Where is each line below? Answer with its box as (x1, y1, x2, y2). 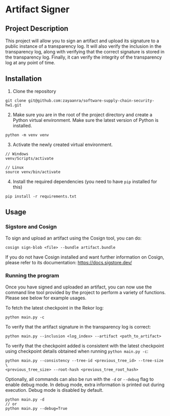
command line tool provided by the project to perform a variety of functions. (5, 289, 166, 295)
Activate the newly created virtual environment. (12, 141, 113, 148)
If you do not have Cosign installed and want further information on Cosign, (5, 254, 164, 260)
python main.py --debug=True (5, 406, 68, 411)
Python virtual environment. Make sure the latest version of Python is (12, 117, 159, 123)
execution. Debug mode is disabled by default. (5, 387, 103, 393)
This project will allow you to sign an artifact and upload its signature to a (5, 38, 160, 44)
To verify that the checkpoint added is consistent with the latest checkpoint (5, 342, 164, 349)
